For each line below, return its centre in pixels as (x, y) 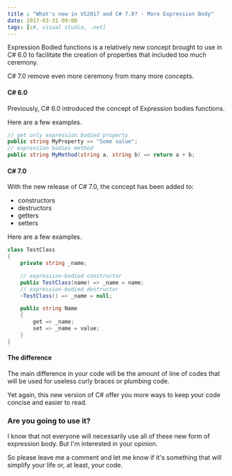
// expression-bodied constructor (71, 276)
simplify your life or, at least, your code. (65, 465)
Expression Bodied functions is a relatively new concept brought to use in (115, 48)
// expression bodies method (50, 148)
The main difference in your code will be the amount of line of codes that (114, 373)
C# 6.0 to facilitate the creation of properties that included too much (107, 55)
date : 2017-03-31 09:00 (43, 21)
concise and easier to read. (47, 402)
